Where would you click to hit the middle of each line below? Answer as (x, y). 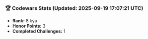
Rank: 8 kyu (25, 21)
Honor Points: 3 (29, 26)
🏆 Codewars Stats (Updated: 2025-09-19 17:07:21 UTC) (74, 8)
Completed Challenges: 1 (39, 31)
